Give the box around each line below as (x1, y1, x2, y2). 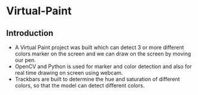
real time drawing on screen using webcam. (14, 69, 123, 76)
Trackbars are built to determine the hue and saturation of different (14, 76, 181, 82)
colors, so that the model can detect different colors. (14, 82, 145, 89)
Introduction (6, 28, 54, 38)
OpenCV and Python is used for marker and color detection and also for (14, 63, 193, 70)
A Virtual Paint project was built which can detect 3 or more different (14, 44, 184, 51)
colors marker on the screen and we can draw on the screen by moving (14, 50, 191, 57)
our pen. (14, 57, 36, 63)
